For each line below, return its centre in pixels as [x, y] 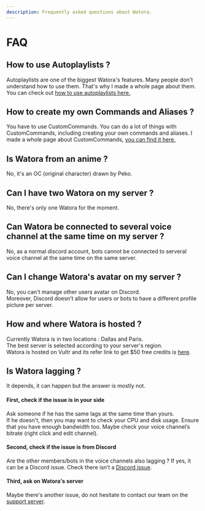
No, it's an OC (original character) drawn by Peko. [69, 174]
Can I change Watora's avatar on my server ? [94, 277]
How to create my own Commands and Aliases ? [100, 112]
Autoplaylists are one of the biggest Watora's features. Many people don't [100, 80]
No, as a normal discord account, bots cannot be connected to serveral [97, 251]
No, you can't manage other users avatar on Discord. [73, 292]
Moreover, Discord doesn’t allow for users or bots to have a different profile [102, 298]
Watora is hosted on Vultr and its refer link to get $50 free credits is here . [99, 352]
